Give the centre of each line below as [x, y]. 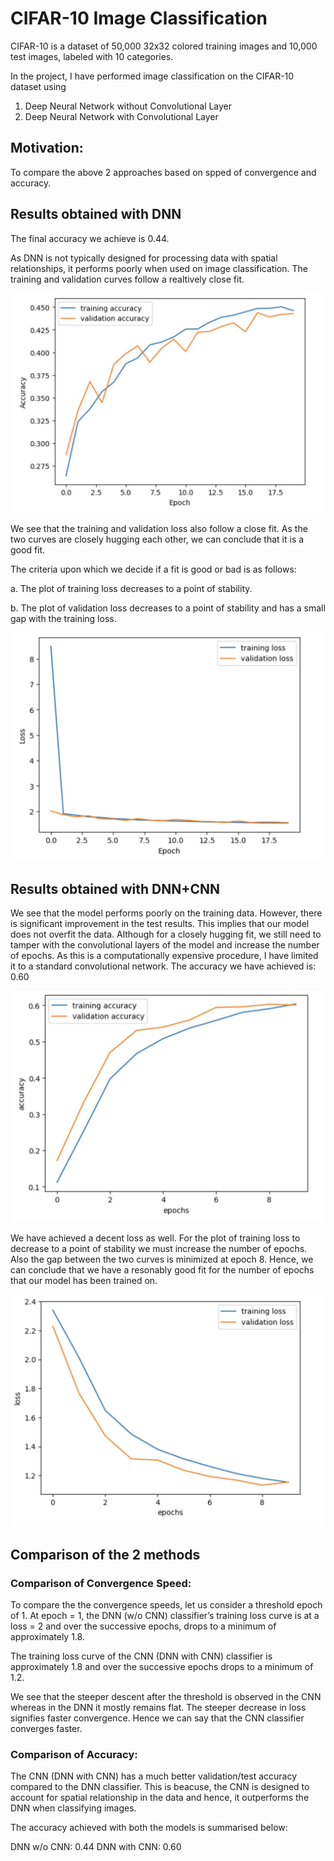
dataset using [38, 86]
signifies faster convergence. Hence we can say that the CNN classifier [157, 1718]
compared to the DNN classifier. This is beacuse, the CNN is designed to [160, 1787]
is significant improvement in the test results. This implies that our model [160, 924]
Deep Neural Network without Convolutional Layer [128, 106]
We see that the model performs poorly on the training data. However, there [166, 913]
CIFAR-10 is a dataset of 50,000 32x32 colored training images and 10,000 [164, 46]
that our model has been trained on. [84, 1280]
